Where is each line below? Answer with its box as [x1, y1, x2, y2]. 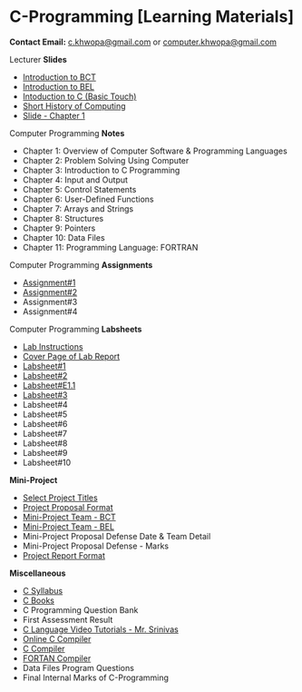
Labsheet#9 [22, 447, 68, 458]
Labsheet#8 [22, 438, 68, 449]
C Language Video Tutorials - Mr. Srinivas [22, 624, 179, 635]
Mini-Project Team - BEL [22, 520, 115, 532]
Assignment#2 [22, 286, 78, 297]
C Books [22, 595, 54, 606]
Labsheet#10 [22, 457, 72, 468]
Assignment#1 [22, 277, 76, 288]
